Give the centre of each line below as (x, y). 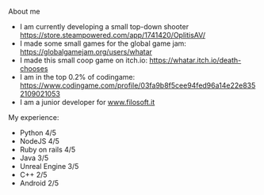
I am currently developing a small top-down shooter (104, 26)
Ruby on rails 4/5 (48, 150)
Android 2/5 (39, 183)
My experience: (34, 117)
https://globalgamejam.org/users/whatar (86, 52)
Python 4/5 (38, 133)
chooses (34, 69)
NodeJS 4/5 (39, 141)
